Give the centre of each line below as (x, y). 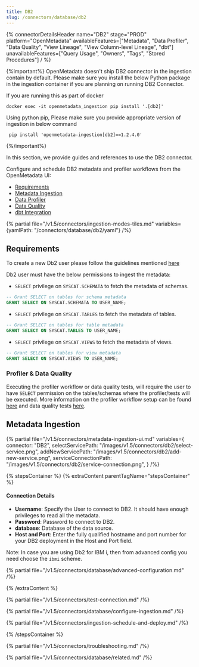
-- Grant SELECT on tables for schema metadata (66, 297)
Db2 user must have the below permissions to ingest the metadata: (88, 274)
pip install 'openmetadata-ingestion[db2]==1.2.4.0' (76, 135)
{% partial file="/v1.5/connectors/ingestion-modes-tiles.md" (80, 224)
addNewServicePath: (66, 452)
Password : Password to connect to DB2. (65, 521)
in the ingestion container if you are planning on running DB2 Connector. (95, 84)
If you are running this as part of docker (55, 95)
